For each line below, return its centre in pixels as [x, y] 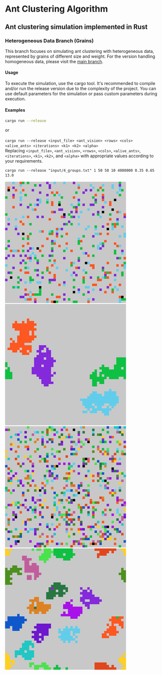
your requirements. [24, 161]
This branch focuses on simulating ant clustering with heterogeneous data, [80, 51]
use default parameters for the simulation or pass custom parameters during [81, 94]
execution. [15, 99]
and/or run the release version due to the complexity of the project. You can [81, 89]
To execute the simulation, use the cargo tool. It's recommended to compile [80, 83]
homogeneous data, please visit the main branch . [54, 61]
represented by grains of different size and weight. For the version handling [80, 56]
